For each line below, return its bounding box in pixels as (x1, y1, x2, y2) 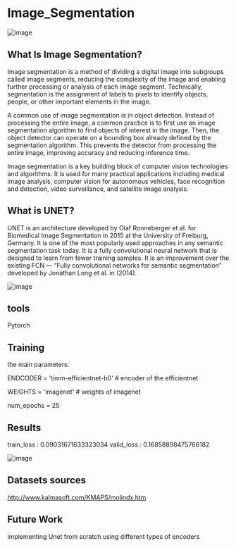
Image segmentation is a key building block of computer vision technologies (7, 162, 228, 170)
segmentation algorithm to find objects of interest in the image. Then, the (7, 125, 220, 135)
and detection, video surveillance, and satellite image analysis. (7, 185, 189, 193)
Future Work (7, 513, 63, 525)
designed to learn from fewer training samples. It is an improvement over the (7, 254, 230, 262)
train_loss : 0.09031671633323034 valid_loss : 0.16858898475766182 (7, 440, 210, 449)
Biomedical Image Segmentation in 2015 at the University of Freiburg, (7, 231, 209, 239)
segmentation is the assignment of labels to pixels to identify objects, (7, 89, 209, 98)
